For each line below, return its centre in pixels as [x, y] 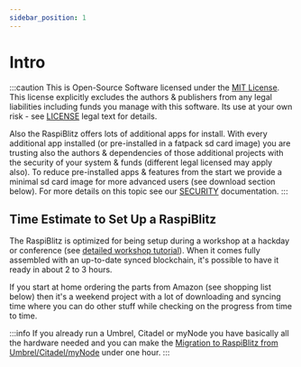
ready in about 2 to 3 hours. [61, 270]
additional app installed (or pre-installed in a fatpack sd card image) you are [150, 143]
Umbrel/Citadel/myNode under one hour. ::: [90, 353]
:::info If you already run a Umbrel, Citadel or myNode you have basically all [150, 334]
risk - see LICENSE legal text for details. [83, 116]
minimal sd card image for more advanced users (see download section [142, 181]
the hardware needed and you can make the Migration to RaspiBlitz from [144, 343]
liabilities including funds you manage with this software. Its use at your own [151, 106]
